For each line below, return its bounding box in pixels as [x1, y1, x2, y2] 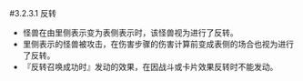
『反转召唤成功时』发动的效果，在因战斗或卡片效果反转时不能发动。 [22, 62, 278, 72]
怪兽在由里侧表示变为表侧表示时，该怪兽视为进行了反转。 [22, 27, 238, 38]
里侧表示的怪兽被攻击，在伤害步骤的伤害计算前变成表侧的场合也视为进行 [22, 39, 294, 49]
